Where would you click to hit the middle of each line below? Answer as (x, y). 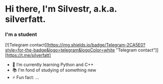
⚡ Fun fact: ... (25, 77)
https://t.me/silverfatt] (29, 55)
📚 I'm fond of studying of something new (54, 70)
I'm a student (21, 34)
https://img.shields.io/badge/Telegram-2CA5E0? (97, 45)
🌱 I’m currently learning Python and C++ (53, 65)
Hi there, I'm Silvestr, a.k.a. (61, 9)
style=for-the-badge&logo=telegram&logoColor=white (60, 50)
